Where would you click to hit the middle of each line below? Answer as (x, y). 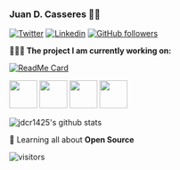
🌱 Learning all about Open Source (72, 140)
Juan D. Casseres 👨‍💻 (55, 14)
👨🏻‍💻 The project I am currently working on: (90, 51)
